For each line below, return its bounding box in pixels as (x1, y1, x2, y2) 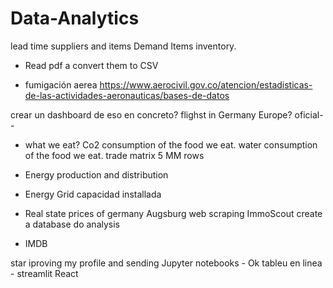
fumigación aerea (24, 78, 98, 91)
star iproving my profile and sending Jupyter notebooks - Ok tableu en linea (10, 257, 323, 269)
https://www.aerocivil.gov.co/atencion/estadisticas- (99, 78, 313, 91)
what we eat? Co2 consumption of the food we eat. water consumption (24, 138, 318, 151)
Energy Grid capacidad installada (24, 188, 162, 200)
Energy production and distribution (24, 168, 169, 181)
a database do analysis (24, 218, 120, 230)
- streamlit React (10, 267, 79, 279)
